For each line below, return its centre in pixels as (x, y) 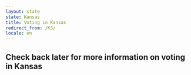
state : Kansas (23, 17)
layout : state (23, 11)
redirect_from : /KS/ (31, 28)
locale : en (19, 33)
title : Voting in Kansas (36, 22)
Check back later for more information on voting (95, 57)
